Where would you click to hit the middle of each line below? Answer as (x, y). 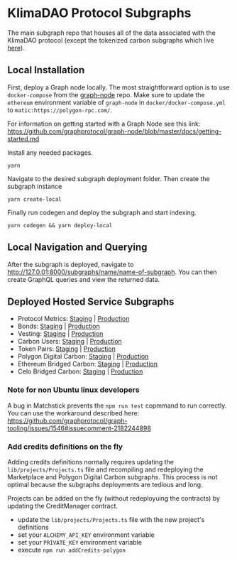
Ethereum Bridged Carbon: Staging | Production (88, 364)
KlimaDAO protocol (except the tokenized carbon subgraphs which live (111, 40)
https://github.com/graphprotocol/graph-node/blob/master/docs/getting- (115, 131)
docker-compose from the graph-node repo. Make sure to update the (106, 94)
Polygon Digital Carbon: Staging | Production (83, 356)
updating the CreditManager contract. (63, 506)
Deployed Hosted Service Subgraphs (91, 301)
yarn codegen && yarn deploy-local (60, 225)
